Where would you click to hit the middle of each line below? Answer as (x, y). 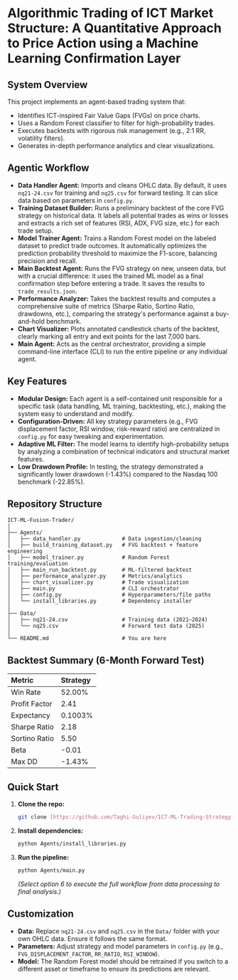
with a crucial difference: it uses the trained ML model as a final (110, 276)
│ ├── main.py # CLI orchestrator (93, 589)
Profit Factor (32, 704)
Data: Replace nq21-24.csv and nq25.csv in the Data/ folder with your (119, 931)
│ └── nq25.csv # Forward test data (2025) (106, 626)
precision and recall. (47, 260)
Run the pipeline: (43, 857)
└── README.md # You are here (87, 639)
